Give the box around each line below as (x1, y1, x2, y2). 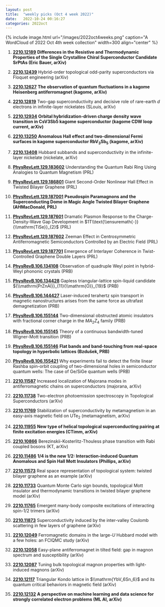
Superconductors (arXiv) (12, 398, 63, 404)
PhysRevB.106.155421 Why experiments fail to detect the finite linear (12, 358, 153, 364)
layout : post (5, 7, 32, 12)
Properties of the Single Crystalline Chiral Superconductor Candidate (12, 55, 158, 61)
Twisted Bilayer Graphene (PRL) (12, 184, 78, 190)
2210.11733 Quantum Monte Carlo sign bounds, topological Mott (12, 483, 143, 488)
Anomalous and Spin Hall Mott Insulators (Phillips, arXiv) (12, 458, 131, 464)
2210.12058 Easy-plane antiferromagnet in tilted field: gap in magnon (12, 546, 154, 552)
